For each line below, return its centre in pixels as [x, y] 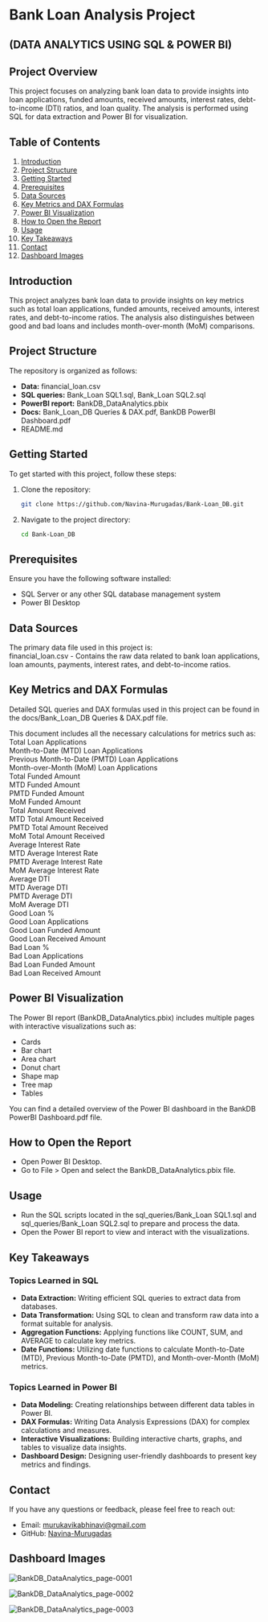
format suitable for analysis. [67, 1323]
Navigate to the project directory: [75, 519]
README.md [42, 429]
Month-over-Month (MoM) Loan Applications [83, 767]
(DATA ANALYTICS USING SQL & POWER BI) [120, 45]
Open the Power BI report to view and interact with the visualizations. [135, 1232]
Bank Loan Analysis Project [102, 15]
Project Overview [53, 71]
